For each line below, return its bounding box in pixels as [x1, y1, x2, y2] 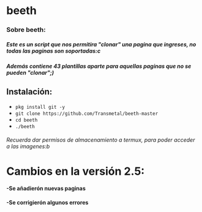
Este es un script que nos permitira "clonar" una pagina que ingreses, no [6, 40, 196, 48]
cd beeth [15, 117, 38, 123]
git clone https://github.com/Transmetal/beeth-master [15, 111, 159, 117]
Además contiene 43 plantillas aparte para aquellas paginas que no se [6, 62, 192, 70]
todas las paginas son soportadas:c [6, 47, 101, 54]
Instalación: [6, 87, 53, 97]
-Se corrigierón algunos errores [6, 199, 89, 206]
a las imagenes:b [6, 143, 50, 150]
